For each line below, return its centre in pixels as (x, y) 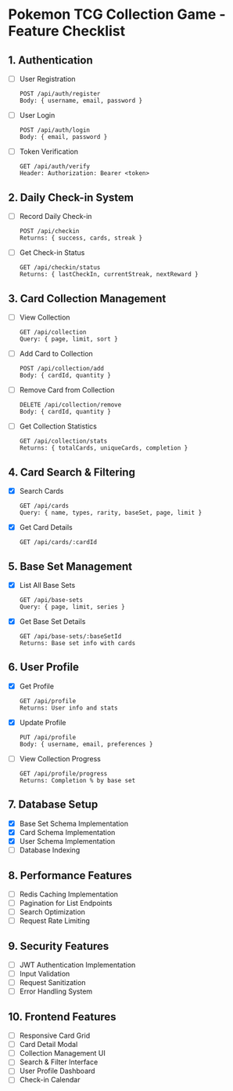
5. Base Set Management (70, 566)
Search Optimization (52, 912)
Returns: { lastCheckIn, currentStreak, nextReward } (109, 275)
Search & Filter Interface (59, 1062)
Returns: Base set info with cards (77, 644)
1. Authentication (51, 60)
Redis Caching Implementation (69, 894)
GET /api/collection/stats (63, 441)
